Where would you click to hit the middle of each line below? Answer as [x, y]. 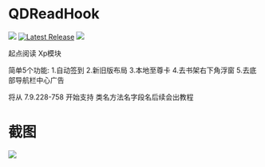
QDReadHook [54, 14]
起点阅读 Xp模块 [35, 53]
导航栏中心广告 [40, 80]
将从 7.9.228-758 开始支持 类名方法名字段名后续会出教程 [101, 97]
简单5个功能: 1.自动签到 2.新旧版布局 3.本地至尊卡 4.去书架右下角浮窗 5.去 [129, 70]
